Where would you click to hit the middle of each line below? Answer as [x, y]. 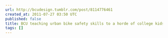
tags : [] [14, 28]
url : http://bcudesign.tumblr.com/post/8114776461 [59, 10]
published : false [23, 19]
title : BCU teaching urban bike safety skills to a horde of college [79, 23]
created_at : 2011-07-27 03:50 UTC [41, 14]
